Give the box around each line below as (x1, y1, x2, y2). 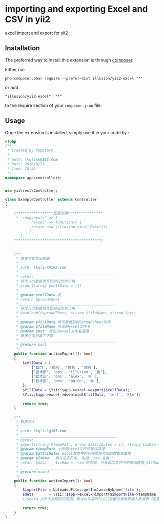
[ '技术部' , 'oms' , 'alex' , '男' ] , (31, 374, 99, 379)
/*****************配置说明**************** (14, 211, 103, 216)
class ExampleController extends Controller (5, 197, 97, 202)
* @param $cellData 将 (16, 292, 61, 297)
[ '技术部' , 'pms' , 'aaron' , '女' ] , (31, 379, 101, 383)
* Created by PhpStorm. (7, 148, 56, 153)
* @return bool (16, 343, 47, 347)
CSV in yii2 (5, 14, 50, 25)
